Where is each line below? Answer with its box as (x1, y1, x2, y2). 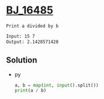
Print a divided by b (6, 23, 59, 29)
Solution (6, 55, 37, 65)
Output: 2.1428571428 (6, 39, 59, 45)
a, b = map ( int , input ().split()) (14, 82, 99, 88)
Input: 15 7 (6, 33, 35, 39)
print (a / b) (14, 88, 47, 94)
